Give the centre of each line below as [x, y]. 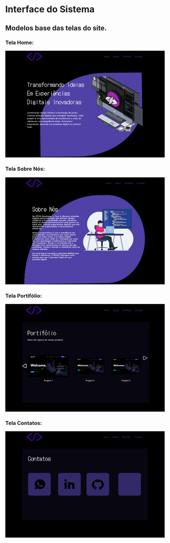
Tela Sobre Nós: [25, 169]
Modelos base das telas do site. [56, 28]
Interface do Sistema [50, 9]
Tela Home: [19, 43]
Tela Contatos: [24, 423]
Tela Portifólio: [24, 296]
